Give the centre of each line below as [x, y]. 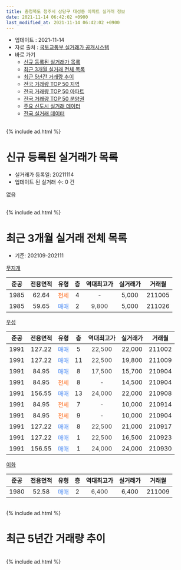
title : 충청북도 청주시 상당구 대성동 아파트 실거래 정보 [66, 11]
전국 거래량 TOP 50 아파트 [54, 91]
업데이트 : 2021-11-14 [40, 40]
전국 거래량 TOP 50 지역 [51, 84]
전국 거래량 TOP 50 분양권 [54, 99]
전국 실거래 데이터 [44, 114]
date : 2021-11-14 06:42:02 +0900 [47, 17]
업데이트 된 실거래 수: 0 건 [45, 182]
